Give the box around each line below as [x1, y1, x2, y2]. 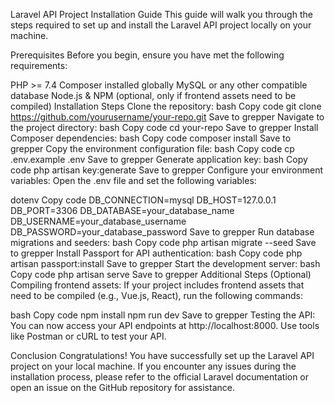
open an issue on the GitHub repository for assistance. [10, 382, 235, 393]
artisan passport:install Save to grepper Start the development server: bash [10, 258, 321, 269]
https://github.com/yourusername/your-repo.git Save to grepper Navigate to [10, 111, 325, 123]
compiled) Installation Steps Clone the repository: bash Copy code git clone [10, 100, 322, 112]
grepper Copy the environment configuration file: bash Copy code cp [10, 143, 295, 154]
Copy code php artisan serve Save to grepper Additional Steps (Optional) [10, 269, 312, 280]
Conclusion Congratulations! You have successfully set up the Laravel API [10, 350, 315, 361]
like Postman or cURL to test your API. [10, 330, 167, 342]
